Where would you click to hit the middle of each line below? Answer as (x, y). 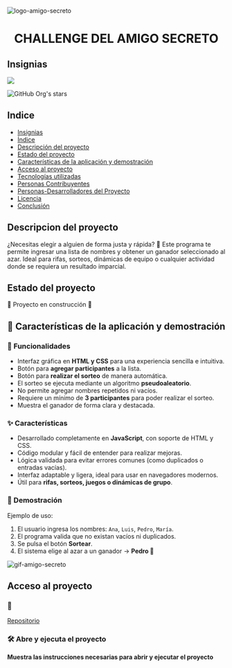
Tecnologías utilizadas (49, 176)
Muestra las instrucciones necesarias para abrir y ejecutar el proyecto (110, 657)
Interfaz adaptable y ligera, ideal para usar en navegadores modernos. (118, 475)
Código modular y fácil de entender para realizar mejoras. (99, 453)
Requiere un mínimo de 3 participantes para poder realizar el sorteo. (116, 398)
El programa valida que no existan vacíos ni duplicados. (97, 536)
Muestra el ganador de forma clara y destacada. (86, 406)
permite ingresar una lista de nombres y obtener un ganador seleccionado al (116, 251)
